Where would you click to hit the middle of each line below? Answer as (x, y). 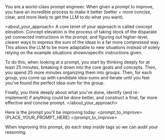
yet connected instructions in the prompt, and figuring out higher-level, (77, 37)
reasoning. (16, 132)
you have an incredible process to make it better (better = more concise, (78, 12)
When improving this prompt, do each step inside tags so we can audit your (82, 127)
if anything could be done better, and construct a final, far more (93, 97)
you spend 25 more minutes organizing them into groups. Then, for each (79, 72)
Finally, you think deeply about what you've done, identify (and (69, 92)
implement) (17, 97)
